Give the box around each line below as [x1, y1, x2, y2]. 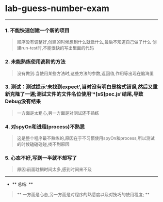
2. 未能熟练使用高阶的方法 [5, 59, 66, 65]
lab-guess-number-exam [5, 3, 110, 14]
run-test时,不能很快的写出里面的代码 [21, 45, 94, 51]
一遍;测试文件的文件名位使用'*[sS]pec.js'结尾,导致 [25, 91, 144, 97]
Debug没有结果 [5, 98, 41, 105]
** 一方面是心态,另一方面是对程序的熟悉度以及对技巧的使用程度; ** [16, 192, 149, 198]
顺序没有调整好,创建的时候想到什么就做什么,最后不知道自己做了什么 [16, 39, 151, 45]
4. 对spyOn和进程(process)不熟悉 [5, 123, 85, 130]
